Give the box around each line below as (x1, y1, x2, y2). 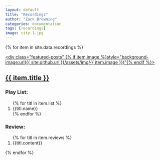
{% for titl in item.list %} (12, 100, 62, 106)
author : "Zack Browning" (5, 16, 57, 21)
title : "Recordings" (5, 12, 49, 17)
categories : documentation (5, 21, 62, 26)
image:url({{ (5, 59, 30, 65)
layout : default (5, 7, 39, 12)
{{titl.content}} (12, 139, 43, 145)
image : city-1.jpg (5, 30, 44, 35)
